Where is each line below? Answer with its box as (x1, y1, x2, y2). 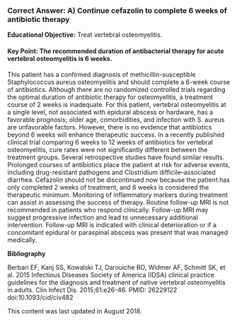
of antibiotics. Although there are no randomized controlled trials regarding (7, 85, 226, 93)
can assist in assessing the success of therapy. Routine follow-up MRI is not (7, 197, 229, 207)
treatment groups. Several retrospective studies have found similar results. (7, 153, 225, 161)
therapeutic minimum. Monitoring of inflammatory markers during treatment (7, 190, 229, 199)
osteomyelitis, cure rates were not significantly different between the (7, 145, 208, 154)
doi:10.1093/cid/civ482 (7, 293, 74, 301)
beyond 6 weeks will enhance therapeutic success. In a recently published (7, 130, 225, 139)
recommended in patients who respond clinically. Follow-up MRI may (7, 205, 209, 214)
